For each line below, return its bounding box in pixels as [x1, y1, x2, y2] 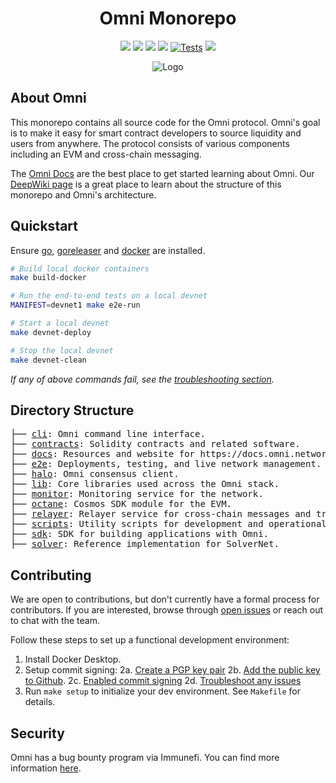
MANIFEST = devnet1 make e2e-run [10, 300, 141, 311]
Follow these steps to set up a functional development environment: [10, 634, 290, 646]
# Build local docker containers [10, 263, 150, 274]
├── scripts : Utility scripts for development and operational [10, 518, 327, 530]
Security [10, 725, 65, 742]
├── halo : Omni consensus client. [10, 468, 180, 480]
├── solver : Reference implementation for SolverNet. [10, 538, 280, 550]
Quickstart [10, 218, 79, 235]
